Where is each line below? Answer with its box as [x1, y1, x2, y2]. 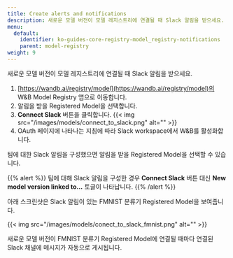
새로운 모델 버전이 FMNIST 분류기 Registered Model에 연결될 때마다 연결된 [7, 234, 213, 243]
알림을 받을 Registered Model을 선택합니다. [17, 101, 138, 110]
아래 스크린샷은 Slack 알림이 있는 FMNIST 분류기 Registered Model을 [7, 197, 199, 206]
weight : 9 [7, 50, 36, 57]
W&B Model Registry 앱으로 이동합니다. [17, 92, 127, 101]
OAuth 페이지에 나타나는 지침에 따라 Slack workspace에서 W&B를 [17, 127, 199, 135]
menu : [7, 23, 23, 30]
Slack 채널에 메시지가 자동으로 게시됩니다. [7, 243, 122, 252]
